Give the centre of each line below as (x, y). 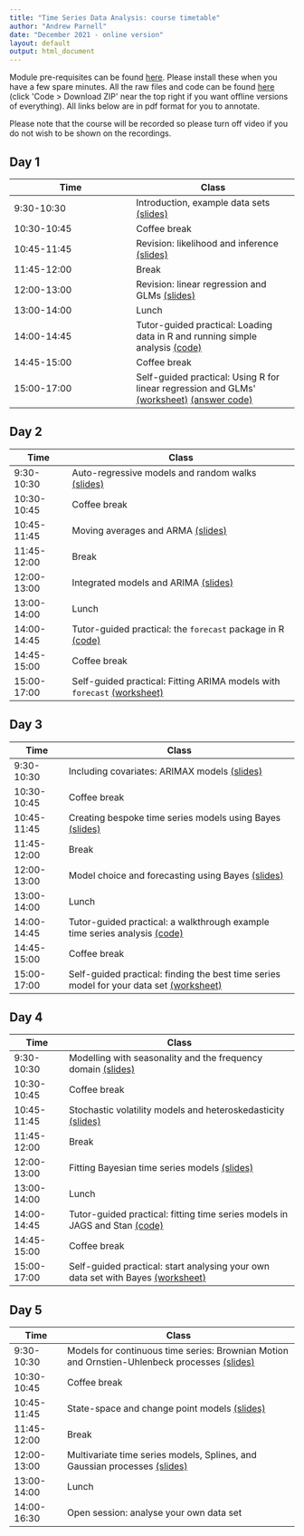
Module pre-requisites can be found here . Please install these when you (143, 77)
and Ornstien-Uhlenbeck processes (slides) (161, 1362)
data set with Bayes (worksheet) (138, 1278)
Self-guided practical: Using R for (208, 377)
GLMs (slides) (166, 295)
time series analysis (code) (126, 932)
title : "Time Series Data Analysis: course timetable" (115, 18)
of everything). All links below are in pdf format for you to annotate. (135, 106)
